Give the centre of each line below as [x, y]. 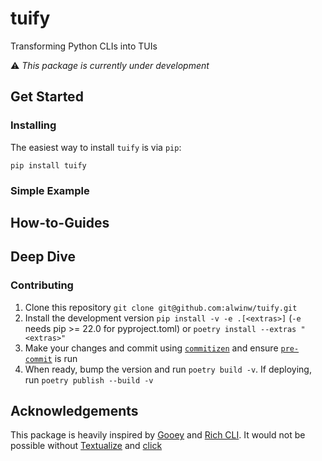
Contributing [42, 285]
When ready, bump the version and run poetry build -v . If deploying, [168, 369]
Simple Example [50, 190]
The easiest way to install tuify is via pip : [96, 147]
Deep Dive [43, 257]
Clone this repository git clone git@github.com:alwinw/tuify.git [161, 307]
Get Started [47, 97]
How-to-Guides [60, 222]
